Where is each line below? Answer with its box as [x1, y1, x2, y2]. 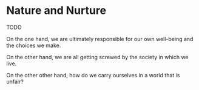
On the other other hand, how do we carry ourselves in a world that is [6, 71, 180, 79]
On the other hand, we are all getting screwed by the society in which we [6, 53, 189, 60]
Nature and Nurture [6, 4, 107, 18]
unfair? [6, 78, 24, 85]
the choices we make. [6, 42, 61, 49]
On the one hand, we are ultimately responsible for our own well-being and [6, 35, 194, 42]
